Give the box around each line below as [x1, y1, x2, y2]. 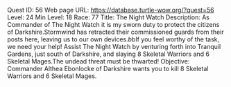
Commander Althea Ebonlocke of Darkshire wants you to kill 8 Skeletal [7, 65, 209, 72]
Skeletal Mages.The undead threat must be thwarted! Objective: [7, 57, 190, 65]
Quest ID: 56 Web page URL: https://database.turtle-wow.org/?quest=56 [7, 6, 214, 14]
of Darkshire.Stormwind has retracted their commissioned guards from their [7, 28, 224, 36]
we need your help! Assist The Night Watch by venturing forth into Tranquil [7, 43, 221, 50]
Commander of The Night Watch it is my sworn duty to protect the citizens [7, 21, 220, 28]
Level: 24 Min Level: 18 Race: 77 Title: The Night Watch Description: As [7, 13, 210, 21]
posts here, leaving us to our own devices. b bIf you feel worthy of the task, [7, 35, 220, 43]
